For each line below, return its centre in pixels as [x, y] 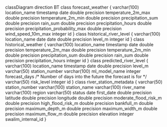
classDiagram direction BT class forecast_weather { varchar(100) [72, 7]
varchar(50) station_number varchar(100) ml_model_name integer [73, 71]
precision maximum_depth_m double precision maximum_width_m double [81, 108]
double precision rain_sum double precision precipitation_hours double [78, 23]
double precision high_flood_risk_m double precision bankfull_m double [79, 103]
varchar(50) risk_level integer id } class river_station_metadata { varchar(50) [84, 82]
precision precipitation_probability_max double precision [63, 29]
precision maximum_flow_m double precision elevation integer [69, 114]
